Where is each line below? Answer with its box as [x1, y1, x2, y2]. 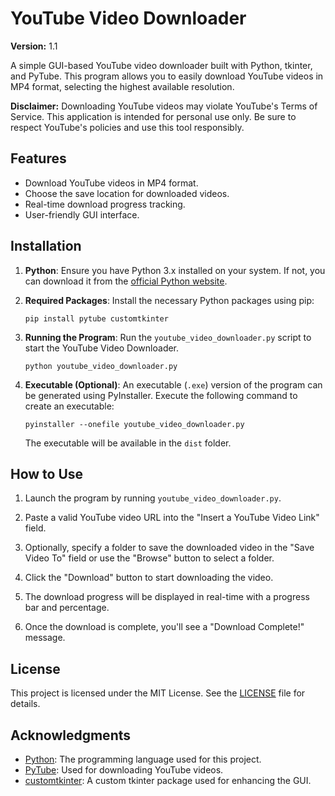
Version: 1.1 [10, 40, 58, 52]
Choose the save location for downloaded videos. [24, 187, 230, 199]
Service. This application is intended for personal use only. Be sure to [10, 110, 297, 122]
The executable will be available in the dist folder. [24, 437, 232, 449]
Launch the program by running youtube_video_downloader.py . [24, 492, 282, 504]
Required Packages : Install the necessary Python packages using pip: [24, 294, 315, 306]
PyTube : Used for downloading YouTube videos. [24, 764, 224, 776]
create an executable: [24, 400, 115, 412]
